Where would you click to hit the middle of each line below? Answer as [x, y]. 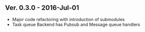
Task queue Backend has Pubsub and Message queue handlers [76, 24]
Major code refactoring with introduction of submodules [68, 19]
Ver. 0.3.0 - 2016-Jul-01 [42, 8]
